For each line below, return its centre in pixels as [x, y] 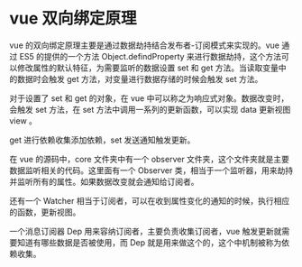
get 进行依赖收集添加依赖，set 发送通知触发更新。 [102, 140]
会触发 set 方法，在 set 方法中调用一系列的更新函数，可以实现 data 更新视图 [150, 109]
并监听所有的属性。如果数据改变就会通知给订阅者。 [104, 181]
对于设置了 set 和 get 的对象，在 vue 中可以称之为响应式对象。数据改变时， [149, 98]
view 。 [23, 120]
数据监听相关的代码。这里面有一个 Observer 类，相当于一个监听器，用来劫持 [151, 170]
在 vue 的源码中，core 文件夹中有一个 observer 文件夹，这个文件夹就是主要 [150, 159]
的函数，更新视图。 [45, 212]
